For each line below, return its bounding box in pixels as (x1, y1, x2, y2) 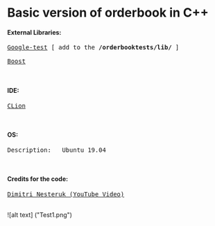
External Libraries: (7, 28, 62, 36)
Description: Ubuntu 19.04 (7, 146, 106, 154)
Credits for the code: (7, 175, 68, 183)
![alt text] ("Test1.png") (7, 211, 73, 219)
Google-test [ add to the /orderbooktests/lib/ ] (7, 44, 180, 51)
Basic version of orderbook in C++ (7, 5, 209, 21)
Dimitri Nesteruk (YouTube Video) (7, 191, 125, 198)
